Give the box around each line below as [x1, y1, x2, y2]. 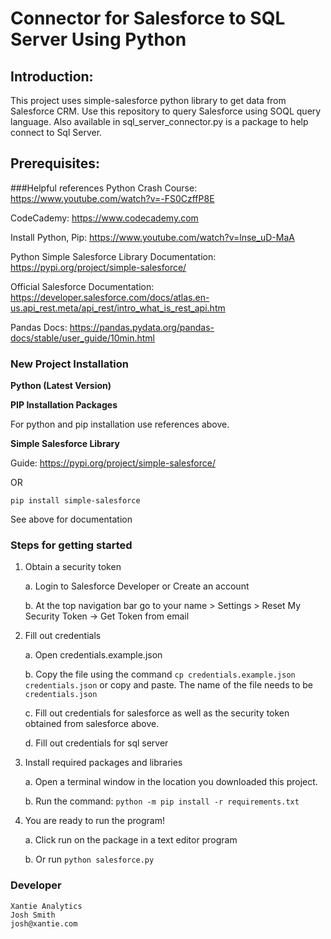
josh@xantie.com [10, 918, 78, 929]
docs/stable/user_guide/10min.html [10, 332, 155, 344]
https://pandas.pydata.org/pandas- [69, 321, 215, 333]
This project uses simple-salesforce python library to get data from [10, 95, 287, 106]
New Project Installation [10, 357, 129, 371]
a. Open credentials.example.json [24, 649, 163, 661]
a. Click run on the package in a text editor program [24, 834, 238, 846]
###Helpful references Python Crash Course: [10, 182, 198, 194]
